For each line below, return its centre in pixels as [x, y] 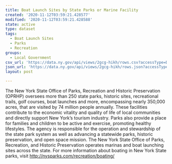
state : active [20, 24]
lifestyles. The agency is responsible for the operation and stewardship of [83, 129]
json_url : [16, 67]
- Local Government [31, 57]
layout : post [19, 72]
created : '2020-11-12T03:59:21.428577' [48, 15]
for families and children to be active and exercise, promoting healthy [78, 123]
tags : [11, 34]
